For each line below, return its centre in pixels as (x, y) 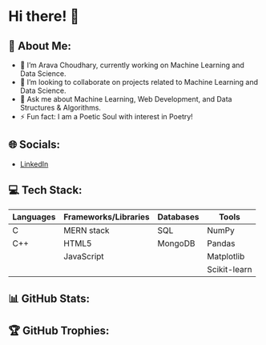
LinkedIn (34, 164)
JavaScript (84, 256)
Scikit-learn (230, 269)
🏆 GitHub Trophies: (59, 331)
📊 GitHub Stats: (49, 299)
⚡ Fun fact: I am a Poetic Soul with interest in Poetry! (107, 116)
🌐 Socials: (34, 144)
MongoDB (176, 243)
